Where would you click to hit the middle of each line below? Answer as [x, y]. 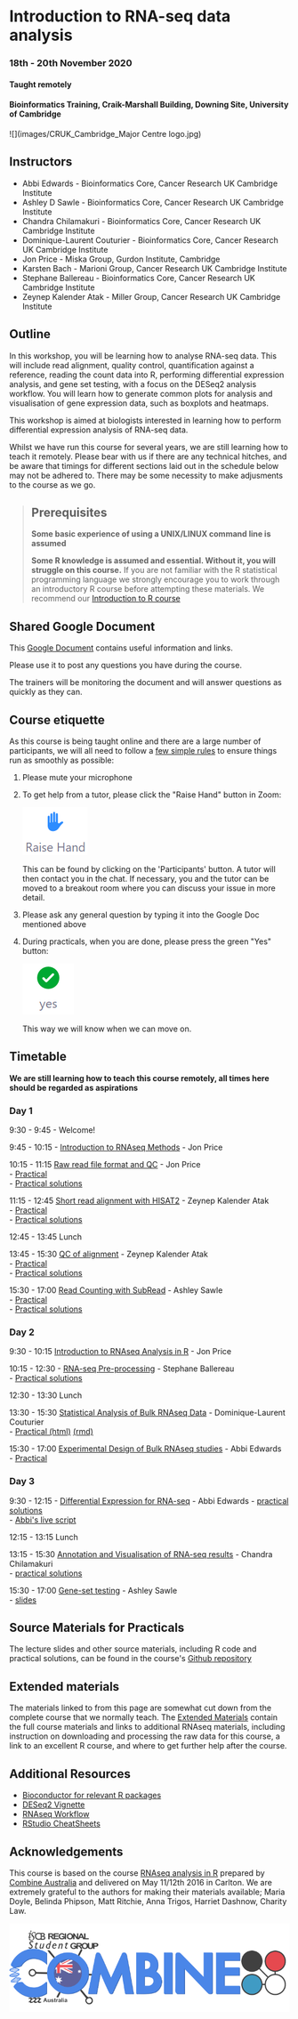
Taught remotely [40, 84]
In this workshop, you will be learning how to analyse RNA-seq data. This [143, 355]
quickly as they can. [46, 692]
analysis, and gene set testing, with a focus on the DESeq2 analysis [133, 384]
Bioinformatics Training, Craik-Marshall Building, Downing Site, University [149, 105]
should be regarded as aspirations [74, 1087]
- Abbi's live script [43, 1520]
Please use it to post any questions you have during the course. [126, 666]
